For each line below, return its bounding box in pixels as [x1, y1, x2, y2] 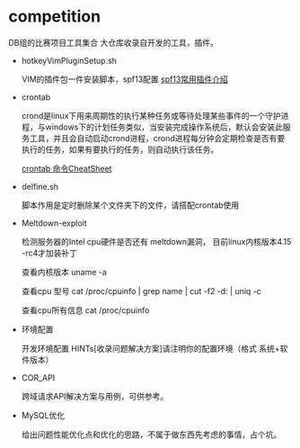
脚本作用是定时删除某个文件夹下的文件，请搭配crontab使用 [21, 200, 240, 211]
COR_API [21, 372, 56, 383]
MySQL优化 [21, 409, 65, 420]
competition [8, 6, 101, 27]
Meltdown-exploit [21, 218, 87, 228]
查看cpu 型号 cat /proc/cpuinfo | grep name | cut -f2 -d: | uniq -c [21, 285, 262, 296]
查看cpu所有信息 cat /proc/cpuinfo [21, 304, 150, 316]
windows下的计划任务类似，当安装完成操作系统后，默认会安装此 [45, 121, 284, 132]
